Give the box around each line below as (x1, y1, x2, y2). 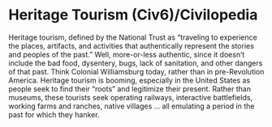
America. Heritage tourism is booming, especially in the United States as (8, 75, 251, 85)
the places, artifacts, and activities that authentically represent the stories (8, 40, 254, 50)
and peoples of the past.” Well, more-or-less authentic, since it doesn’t (8, 49, 245, 59)
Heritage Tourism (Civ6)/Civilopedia (8, 6, 258, 24)
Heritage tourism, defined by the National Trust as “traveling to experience (8, 32, 257, 42)
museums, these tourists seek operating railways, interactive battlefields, (8, 92, 253, 102)
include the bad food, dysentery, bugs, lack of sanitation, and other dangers (8, 58, 263, 68)
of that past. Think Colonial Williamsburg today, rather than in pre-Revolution (8, 66, 265, 76)
